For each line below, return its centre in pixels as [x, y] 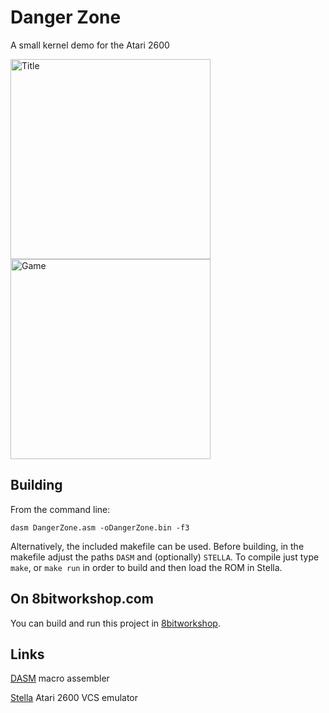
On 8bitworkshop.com [82, 599]
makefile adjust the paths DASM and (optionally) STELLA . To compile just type [165, 557]
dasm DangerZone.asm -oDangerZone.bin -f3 [100, 527]
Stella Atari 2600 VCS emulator [74, 698]
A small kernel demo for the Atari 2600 [90, 45]
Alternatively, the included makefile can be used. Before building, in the [157, 546]
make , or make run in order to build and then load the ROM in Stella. [146, 567]
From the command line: [60, 509]
